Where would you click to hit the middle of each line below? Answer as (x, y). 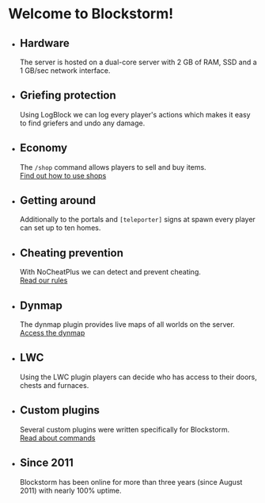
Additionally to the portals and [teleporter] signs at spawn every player (137, 220)
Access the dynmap (52, 333)
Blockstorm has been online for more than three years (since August (131, 482)
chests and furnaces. (54, 385)
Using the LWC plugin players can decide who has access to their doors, (138, 377)
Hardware (44, 43)
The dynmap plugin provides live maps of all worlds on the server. (127, 324)
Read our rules (44, 280)
